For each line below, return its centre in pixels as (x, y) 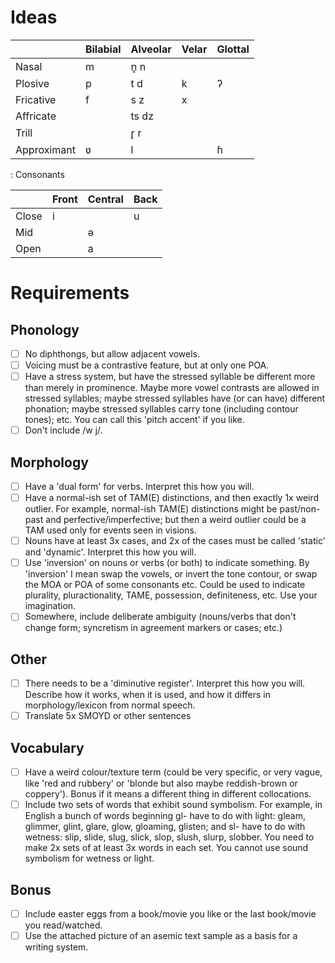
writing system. (56, 947)
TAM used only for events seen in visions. (110, 530)
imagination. (50, 606)
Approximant (45, 149)
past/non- (300, 509)
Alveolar (151, 49)
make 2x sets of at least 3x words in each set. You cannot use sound (166, 848)
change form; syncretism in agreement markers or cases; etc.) (153, 628)
